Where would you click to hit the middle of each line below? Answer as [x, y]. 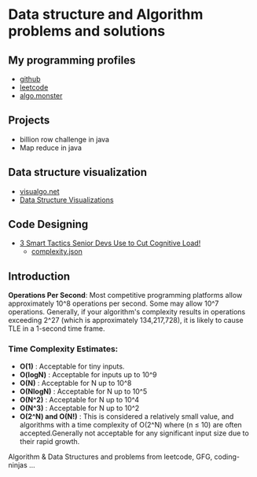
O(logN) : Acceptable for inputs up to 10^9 [88, 374]
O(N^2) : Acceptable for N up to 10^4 [79, 399]
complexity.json [57, 251]
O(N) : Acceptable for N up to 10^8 [75, 383]
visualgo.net [40, 191]
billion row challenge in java [64, 139]
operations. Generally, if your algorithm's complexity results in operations [127, 312]
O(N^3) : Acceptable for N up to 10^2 [79, 408]
